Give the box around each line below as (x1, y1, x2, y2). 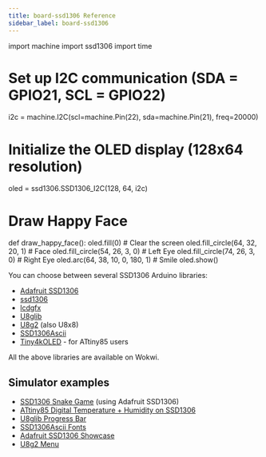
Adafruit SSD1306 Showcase (19, 431, 115, 440)
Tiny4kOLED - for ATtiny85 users (19, 337, 129, 347)
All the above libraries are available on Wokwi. (8, 352, 160, 362)
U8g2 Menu (19, 439, 60, 449)
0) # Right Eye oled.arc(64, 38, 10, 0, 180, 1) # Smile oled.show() (8, 255, 219, 264)
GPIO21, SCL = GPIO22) (8, 85, 166, 104)
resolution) (8, 157, 83, 176)
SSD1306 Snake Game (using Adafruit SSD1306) (19, 397, 180, 407)
